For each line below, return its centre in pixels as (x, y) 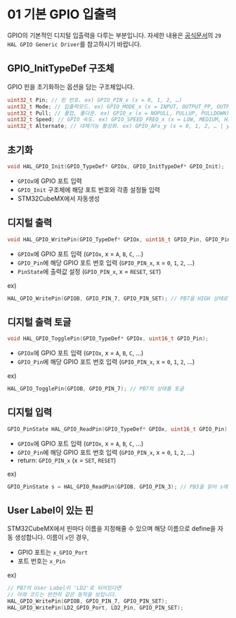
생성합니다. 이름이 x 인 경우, (52, 537)
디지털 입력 (30, 412)
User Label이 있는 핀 (50, 510)
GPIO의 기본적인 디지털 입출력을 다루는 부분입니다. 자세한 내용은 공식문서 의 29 (114, 35)
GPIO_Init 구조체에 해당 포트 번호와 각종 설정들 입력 (88, 189)
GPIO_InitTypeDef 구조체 (61, 69)
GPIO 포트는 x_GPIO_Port (52, 553)
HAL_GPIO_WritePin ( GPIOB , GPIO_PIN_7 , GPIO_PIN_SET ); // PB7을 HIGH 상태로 (118, 298)
